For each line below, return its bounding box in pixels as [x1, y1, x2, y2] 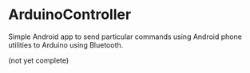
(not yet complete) [8, 56, 69, 65]
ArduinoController [8, 6, 132, 24]
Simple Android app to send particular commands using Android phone [8, 32, 242, 41]
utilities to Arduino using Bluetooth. [8, 40, 124, 49]
